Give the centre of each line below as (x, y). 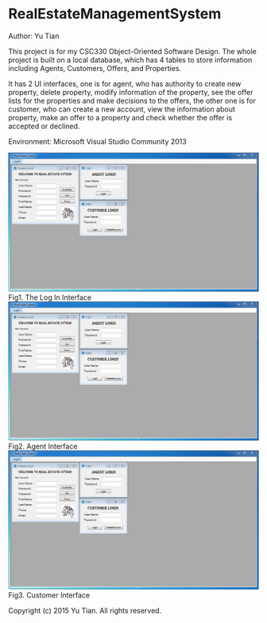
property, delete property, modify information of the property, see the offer (131, 92)
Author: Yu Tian (34, 36)
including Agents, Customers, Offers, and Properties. (95, 68)
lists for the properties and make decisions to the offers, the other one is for (132, 100)
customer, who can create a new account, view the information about (122, 109)
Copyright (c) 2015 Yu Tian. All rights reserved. (85, 611)
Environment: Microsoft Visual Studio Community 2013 (97, 141)
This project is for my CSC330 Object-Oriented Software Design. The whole (132, 51)
